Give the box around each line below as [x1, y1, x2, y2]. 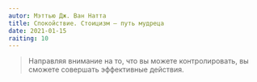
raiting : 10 [8, 34, 48, 43]
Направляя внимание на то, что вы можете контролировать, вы [27, 56, 249, 66]
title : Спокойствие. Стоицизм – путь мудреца [8, 19, 164, 27]
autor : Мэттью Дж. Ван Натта [8, 11, 107, 20]
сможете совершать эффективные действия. [27, 65, 184, 75]
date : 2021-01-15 [8, 27, 67, 35]
